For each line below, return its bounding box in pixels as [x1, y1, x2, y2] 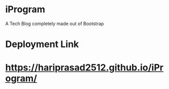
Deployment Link [5, 38, 79, 50]
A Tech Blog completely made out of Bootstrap [5, 20, 104, 27]
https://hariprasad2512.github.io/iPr [5, 62, 164, 74]
